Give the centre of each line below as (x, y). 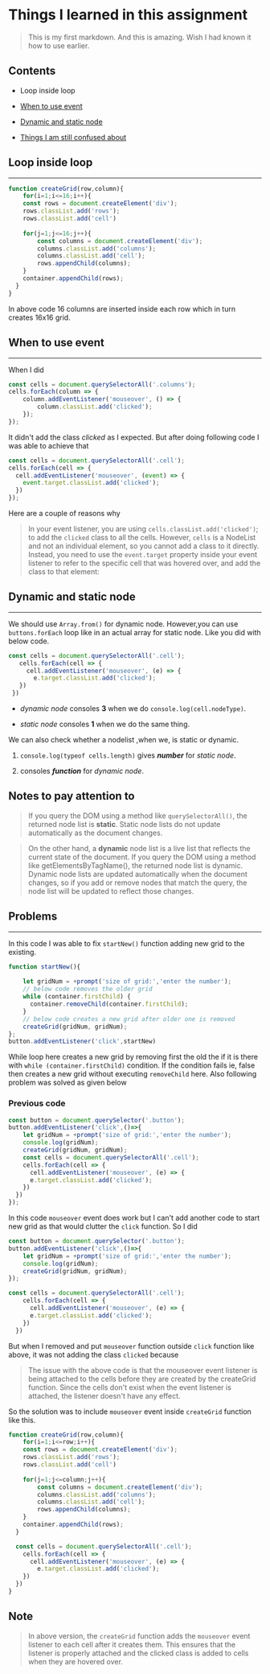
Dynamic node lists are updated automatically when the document (137, 874)
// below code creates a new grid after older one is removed (129, 1019)
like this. (22, 1420)
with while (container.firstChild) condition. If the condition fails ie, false (132, 1065)
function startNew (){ (45, 967)
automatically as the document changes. (95, 833)
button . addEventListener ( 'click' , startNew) (82, 1042)
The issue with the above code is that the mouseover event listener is (143, 1370)
